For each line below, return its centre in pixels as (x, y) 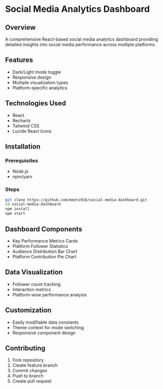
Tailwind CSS (26, 126)
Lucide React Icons (32, 131)
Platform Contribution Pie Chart (44, 256)
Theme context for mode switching (48, 327)
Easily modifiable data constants (45, 322)
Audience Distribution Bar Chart (45, 251)
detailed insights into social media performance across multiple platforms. (81, 45)
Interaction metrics (31, 289)
